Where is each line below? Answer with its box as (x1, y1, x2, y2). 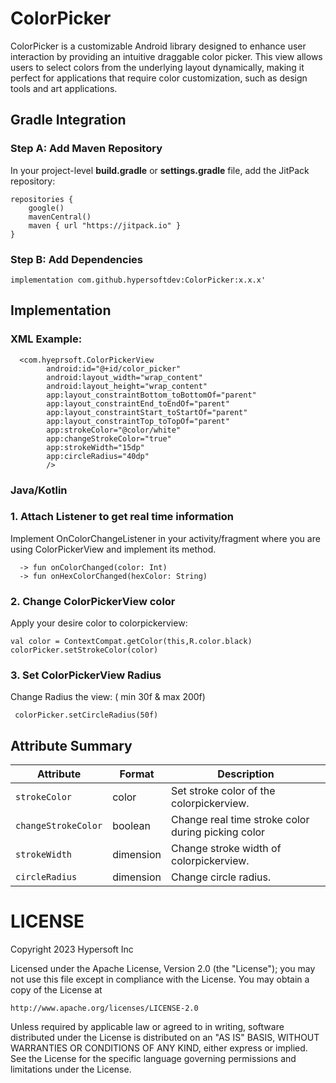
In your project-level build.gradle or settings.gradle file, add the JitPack (10, 164, 310, 176)
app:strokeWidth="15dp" (46, 442, 145, 452)
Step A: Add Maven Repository (10, 142, 163, 156)
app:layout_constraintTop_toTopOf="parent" (46, 416, 230, 426)
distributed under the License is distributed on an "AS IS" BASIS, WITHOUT (10, 1032, 320, 1044)
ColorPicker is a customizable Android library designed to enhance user (10, 40, 307, 52)
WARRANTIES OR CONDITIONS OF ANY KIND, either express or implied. (10, 1042, 308, 1054)
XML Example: (10, 332, 83, 346)
